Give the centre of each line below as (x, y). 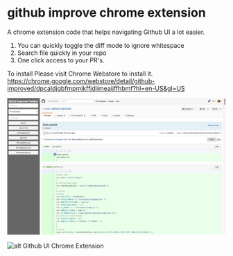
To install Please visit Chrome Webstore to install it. (80, 74)
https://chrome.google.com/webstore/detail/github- (81, 80)
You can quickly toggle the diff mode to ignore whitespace (101, 45)
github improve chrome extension (106, 13)
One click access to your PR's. (61, 60)
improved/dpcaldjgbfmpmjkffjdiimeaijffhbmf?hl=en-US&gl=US (96, 88)
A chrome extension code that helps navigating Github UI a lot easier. (106, 32)
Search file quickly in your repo (62, 53)
